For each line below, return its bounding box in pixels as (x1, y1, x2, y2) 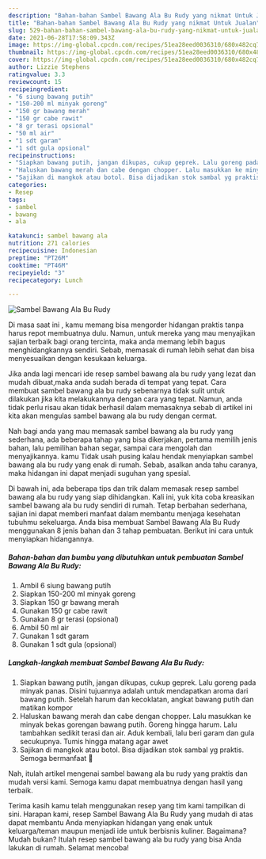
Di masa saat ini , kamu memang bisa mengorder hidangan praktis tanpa (8, 320, 244, 329)
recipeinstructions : (8, 151, 77, 159)
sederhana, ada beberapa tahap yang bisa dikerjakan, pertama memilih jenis (8, 435, 257, 444)
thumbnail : (8, 48, 44, 56)
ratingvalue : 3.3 (8, 70, 66, 78)
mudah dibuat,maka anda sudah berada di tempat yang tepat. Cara (8, 378, 227, 387)
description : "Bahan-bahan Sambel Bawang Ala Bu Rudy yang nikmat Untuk (8, 11, 253, 20)
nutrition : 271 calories (8, 239, 90, 248)
